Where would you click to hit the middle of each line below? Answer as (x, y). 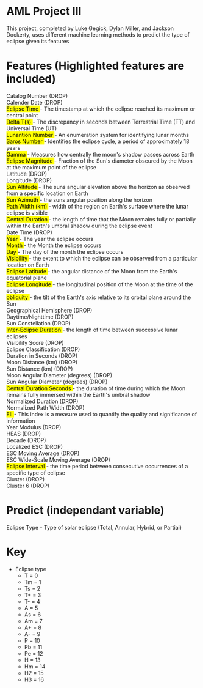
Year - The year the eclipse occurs (50, 239)
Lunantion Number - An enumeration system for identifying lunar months (98, 135)
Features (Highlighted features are (95, 66)
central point (22, 115)
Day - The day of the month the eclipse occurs (65, 251)
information (21, 421)
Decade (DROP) (26, 440)
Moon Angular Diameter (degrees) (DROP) (59, 375)
